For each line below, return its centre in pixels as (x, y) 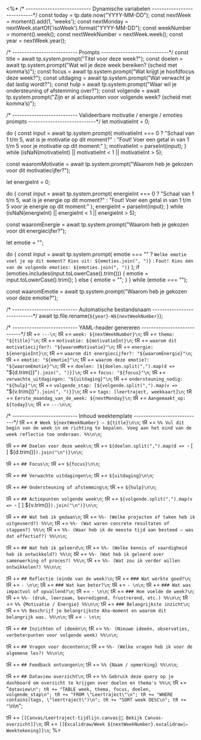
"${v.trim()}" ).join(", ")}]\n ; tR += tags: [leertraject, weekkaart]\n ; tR (99, 391)
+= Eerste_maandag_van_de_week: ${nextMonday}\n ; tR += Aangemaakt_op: (96, 398)
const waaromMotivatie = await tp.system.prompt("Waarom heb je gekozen (100, 164)
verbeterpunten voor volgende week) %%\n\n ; (62, 635)
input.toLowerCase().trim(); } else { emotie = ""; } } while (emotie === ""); (97, 280)
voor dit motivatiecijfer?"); (38, 170)
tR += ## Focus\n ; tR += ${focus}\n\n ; (53, 464)
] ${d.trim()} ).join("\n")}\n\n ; (45, 452)
